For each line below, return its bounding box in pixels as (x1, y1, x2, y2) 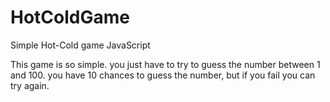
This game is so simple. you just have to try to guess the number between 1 (10, 58, 321, 70)
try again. (10, 79, 50, 91)
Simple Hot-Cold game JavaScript (10, 39, 151, 51)
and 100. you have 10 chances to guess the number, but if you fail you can (10, 69, 316, 81)
